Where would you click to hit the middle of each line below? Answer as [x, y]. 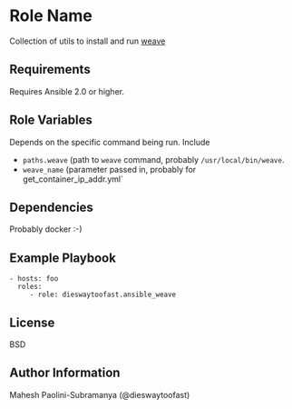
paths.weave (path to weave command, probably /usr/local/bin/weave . [153, 159]
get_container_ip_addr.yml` [73, 179]
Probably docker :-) [46, 229]
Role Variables [51, 120]
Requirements [50, 70]
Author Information [65, 373]
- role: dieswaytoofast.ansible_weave [103, 295]
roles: [30, 287]
